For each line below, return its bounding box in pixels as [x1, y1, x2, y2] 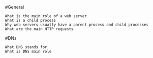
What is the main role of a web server [5, 14, 87, 19]
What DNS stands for [5, 45, 48, 50]
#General [5, 4, 24, 10]
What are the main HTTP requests [5, 27, 74, 31]
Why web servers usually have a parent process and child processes [5, 22, 149, 27]
